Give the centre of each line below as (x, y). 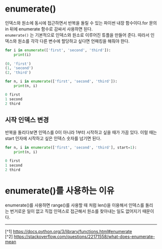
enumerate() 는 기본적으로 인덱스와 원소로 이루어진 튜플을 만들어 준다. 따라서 (77, 35)
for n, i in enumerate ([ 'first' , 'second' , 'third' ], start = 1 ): (71, 148)
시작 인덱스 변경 (27, 120)
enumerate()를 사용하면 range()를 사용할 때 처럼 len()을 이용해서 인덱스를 (75, 205)
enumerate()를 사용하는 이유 (60, 191)
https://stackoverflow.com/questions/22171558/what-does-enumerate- (84, 236)
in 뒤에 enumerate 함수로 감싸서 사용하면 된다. (49, 29)
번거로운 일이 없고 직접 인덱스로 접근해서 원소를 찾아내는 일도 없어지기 (75, 211)
